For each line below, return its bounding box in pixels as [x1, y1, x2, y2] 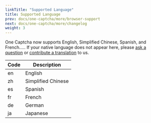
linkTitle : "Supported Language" [5, 7, 74, 12]
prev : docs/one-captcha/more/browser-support [5, 16, 100, 21]
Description [33, 61, 61, 68]
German [25, 102, 44, 109]
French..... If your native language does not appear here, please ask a [5, 44, 147, 50]
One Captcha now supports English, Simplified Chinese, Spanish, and [5, 39, 147, 45]
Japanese [25, 110, 48, 117]
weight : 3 [5, 26, 26, 31]
